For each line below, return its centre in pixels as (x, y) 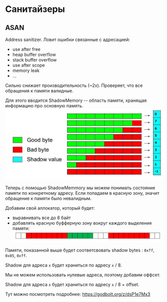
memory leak (26, 70)
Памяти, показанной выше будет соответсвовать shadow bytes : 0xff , (80, 250)
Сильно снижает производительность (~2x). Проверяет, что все (74, 85)
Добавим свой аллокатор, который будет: (50, 208)
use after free (26, 49)
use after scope (28, 65)
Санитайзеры (35, 9)
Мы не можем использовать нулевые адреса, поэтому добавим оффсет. (83, 275)
